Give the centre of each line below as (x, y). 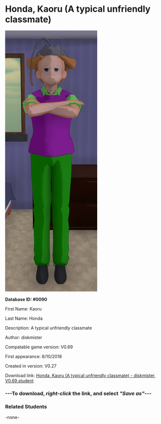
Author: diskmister (24, 337)
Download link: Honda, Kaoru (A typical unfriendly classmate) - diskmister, (80, 375)
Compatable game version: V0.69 (39, 347)
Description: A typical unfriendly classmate (49, 328)
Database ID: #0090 (26, 299)
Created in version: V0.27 (31, 366)
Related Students (26, 406)
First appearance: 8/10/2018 (34, 356)
